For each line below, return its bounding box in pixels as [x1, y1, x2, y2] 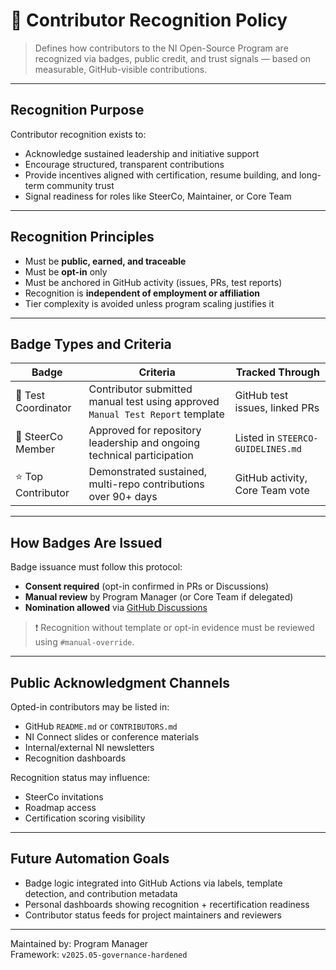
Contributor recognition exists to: [10, 128, 147, 140]
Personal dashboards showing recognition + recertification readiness [24, 898, 310, 910]
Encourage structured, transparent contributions [24, 158, 225, 170]
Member [15, 442, 55, 456]
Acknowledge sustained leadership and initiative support [24, 147, 260, 159]
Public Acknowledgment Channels [10, 674, 230, 691]
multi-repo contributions [88, 477, 205, 491]
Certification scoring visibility [24, 812, 146, 824]
